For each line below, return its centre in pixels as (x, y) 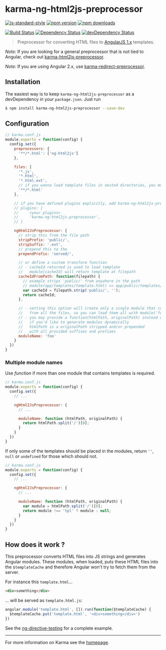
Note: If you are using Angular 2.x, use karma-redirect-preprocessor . (75, 66)
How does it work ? (35, 544)
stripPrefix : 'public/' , (44, 240)
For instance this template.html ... (39, 582)
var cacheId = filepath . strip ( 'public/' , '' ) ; (72, 290)
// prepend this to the (43, 249)
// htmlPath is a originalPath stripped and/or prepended (81, 327)
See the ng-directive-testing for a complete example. (59, 628)
